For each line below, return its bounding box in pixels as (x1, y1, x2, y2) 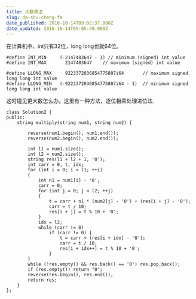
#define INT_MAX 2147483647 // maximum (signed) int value (6, 60, 180, 66)
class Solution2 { (6, 109, 52, 116)
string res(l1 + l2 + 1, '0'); (27, 156, 106, 162)
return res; (27, 277, 58, 283)
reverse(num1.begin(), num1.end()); (27, 130, 119, 137)
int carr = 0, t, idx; (27, 162, 84, 168)
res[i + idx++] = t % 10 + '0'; (59, 246, 140, 252)
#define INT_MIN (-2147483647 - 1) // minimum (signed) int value (6, 55, 186, 61)
